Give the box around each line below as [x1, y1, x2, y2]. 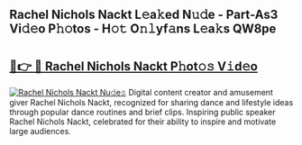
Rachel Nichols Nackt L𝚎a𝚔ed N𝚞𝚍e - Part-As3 [9, 7, 279, 23]
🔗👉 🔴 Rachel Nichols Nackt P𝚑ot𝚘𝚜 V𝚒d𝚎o [9, 59, 259, 74]
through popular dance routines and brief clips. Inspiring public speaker [9, 107, 276, 117]
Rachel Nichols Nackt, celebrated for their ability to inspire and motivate [9, 116, 277, 127]
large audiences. [9, 126, 72, 136]
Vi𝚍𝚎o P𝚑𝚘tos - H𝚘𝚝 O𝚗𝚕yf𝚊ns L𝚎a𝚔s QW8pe [9, 22, 277, 37]
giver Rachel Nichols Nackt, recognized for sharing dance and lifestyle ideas [9, 97, 294, 107]
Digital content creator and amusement [128, 87, 273, 97]
